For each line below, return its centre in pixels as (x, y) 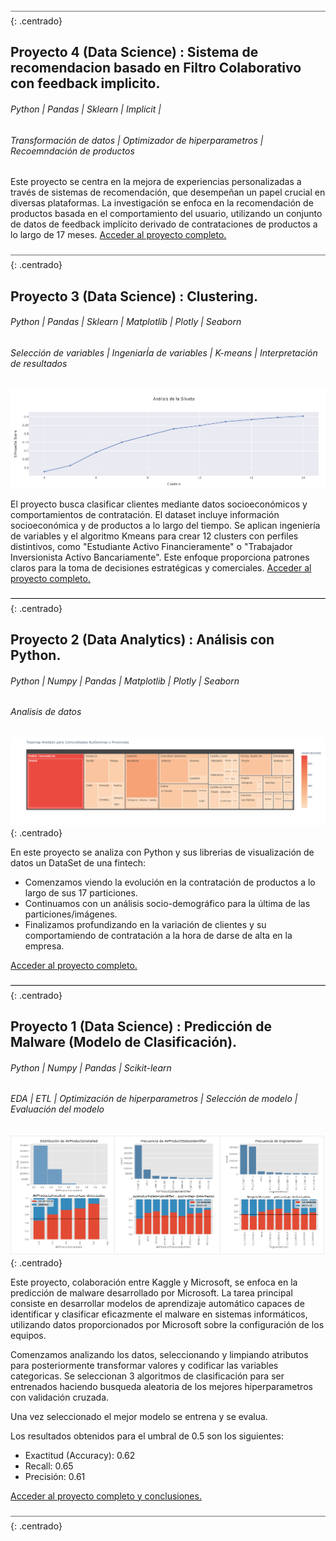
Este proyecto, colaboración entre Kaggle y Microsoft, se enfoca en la (154, 1282)
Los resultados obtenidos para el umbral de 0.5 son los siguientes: (147, 1436)
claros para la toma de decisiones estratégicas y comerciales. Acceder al (161, 567)
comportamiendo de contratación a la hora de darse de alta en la (158, 935)
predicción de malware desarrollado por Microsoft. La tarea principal (151, 1292)
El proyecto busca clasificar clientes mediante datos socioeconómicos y (159, 504)
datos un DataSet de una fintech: (78, 862)
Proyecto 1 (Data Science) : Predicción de (141, 1026)
